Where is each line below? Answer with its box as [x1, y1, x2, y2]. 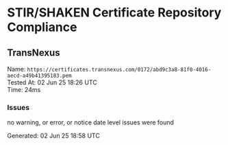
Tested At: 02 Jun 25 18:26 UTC [7, 78, 97, 87]
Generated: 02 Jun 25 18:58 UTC [7, 132, 101, 140]
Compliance [7, 19, 77, 35]
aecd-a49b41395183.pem [7, 72, 72, 79]
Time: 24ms [7, 86, 41, 93]
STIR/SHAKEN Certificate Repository [7, 5, 222, 21]
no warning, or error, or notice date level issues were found [7, 118, 175, 126]
